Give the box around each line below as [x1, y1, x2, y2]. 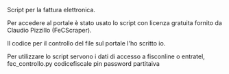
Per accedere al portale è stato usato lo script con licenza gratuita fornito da [7, 19, 223, 26]
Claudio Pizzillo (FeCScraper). [7, 26, 92, 34]
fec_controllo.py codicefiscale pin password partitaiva [7, 60, 160, 67]
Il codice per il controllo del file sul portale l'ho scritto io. [7, 39, 166, 47]
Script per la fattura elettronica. [7, 6, 96, 14]
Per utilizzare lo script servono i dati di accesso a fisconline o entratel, [7, 52, 206, 60]
